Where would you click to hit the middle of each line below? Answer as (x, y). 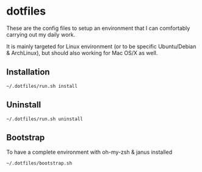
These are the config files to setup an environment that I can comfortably (98, 28)
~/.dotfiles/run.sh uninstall (45, 119)
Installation (28, 72)
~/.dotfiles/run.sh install (42, 86)
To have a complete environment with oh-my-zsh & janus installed (89, 152)
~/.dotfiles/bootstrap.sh (39, 163)
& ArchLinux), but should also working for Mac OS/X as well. (82, 52)
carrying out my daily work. (41, 34)
